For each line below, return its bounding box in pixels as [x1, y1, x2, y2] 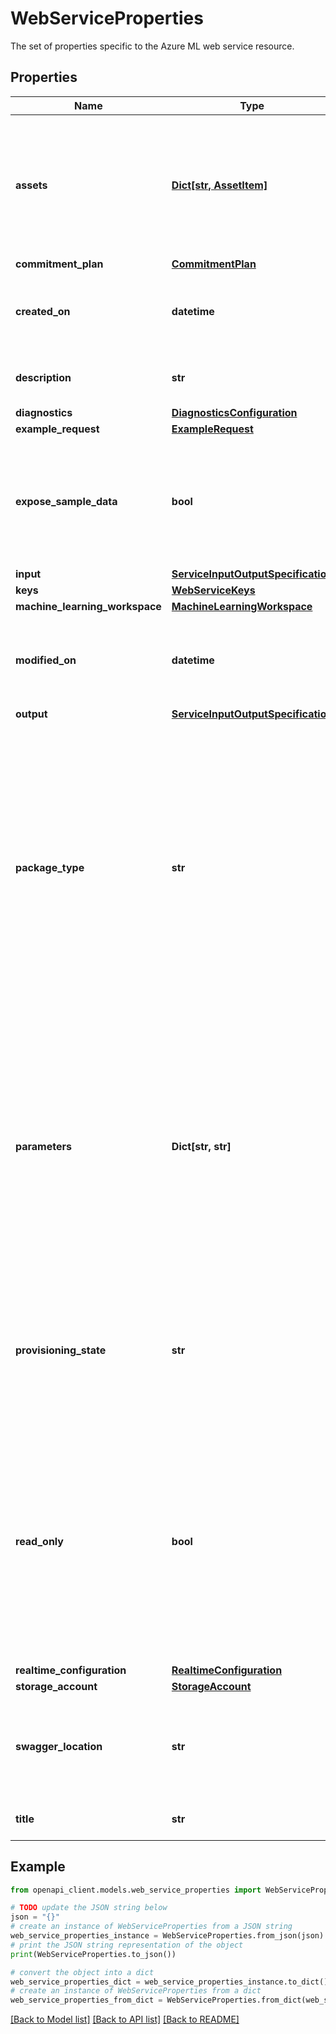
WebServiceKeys [171, 583, 256, 597]
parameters [15, 1139, 72, 1153]
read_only [15, 1534, 64, 1548]
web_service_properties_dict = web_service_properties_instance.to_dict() [10, 1977, 329, 1987]
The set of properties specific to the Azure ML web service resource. [10, 40, 295, 52]
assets [15, 178, 48, 192]
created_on [15, 304, 71, 318]
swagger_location [15, 1739, 103, 1753]
